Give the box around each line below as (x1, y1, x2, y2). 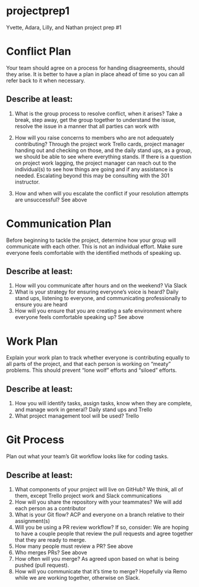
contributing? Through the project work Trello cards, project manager (14, 140, 185, 147)
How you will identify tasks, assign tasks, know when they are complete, (14, 400, 192, 407)
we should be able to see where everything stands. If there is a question (14, 153, 192, 160)
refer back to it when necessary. (6, 77, 86, 84)
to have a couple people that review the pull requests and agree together (14, 530, 193, 537)
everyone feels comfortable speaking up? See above (14, 314, 144, 321)
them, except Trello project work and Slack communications (14, 492, 162, 499)
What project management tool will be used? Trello (14, 412, 140, 419)
